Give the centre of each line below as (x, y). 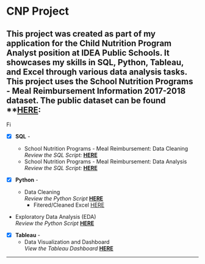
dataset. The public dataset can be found (86, 100)
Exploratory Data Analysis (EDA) (56, 217)
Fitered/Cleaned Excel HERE (69, 205)
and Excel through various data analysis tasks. (97, 72)
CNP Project (38, 11)
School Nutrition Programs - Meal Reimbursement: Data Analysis (106, 162)
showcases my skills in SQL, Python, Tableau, (95, 62)
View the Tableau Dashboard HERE (69, 249)
